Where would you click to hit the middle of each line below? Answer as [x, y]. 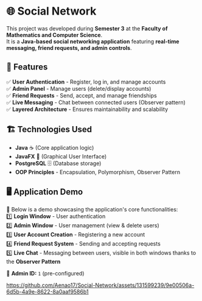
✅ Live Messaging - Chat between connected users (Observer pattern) [96, 102]
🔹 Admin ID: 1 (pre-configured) [45, 274]
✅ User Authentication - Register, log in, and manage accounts [86, 82]
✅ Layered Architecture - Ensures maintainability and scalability [87, 109]
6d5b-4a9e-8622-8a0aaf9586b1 [48, 292]
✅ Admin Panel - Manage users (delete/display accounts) [79, 88]
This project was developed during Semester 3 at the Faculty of [87, 28]
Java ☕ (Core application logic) [54, 147]
